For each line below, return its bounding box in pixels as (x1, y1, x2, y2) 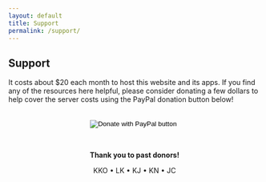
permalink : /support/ (8, 26, 81, 34)
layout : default (8, 11, 62, 20)
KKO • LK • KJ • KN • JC (93, 166, 176, 176)
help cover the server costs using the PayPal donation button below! (8, 95, 234, 104)
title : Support (8, 19, 59, 27)
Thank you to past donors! (89, 150, 180, 160)
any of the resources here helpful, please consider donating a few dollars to (8, 86, 259, 96)
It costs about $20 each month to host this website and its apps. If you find (8, 78, 256, 87)
